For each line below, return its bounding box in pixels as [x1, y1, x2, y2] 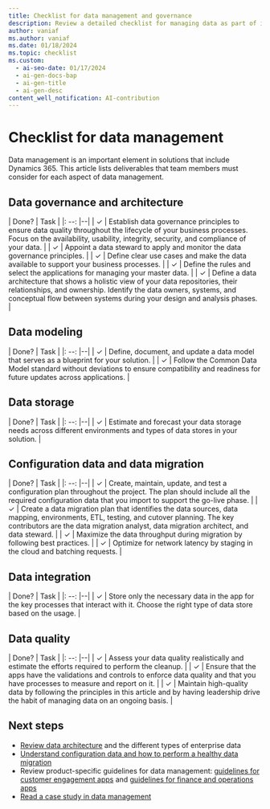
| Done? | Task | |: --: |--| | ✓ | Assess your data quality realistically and [8, 653, 244, 663]
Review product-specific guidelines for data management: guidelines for [19, 766, 260, 775]
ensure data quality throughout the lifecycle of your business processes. [8, 226, 248, 235]
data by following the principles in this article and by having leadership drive [8, 688, 261, 697]
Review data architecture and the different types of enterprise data [19, 740, 241, 750]
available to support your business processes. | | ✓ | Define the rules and [8, 259, 252, 269]
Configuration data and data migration [8, 457, 204, 471]
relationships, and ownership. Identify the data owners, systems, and [8, 285, 237, 294]
